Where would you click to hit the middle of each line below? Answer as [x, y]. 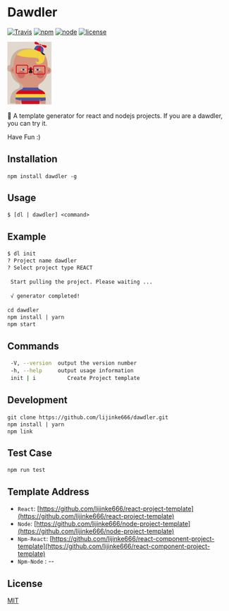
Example [27, 236]
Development [38, 400]
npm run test [26, 470]
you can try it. [27, 123]
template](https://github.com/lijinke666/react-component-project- [113, 546]
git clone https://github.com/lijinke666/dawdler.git [88, 417]
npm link [20, 432]
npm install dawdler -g [42, 176]
